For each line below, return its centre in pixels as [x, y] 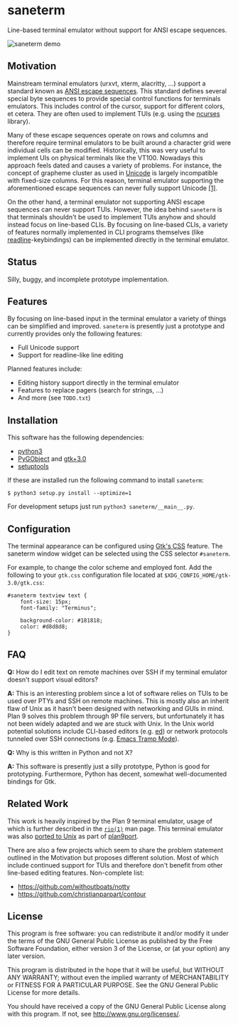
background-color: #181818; [61, 620]
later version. [27, 956]
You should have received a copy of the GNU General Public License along [117, 1006]
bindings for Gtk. [32, 781]
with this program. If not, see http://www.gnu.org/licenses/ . [94, 1014]
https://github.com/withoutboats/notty [74, 886]
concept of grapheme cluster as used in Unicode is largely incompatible [113, 172]
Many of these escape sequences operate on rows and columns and [108, 135]
